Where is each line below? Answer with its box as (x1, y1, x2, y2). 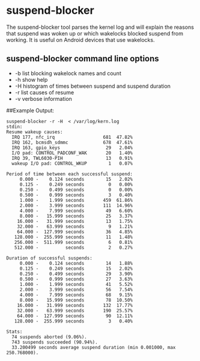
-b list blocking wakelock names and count (14, 70, 121, 77)
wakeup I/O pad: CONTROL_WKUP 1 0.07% (11, 160, 133, 166)
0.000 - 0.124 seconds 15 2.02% (19, 176, 133, 182)
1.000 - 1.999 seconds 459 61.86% (19, 197, 133, 203)
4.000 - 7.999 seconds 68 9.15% (19, 292, 133, 298)
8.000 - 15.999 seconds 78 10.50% (19, 297, 133, 303)
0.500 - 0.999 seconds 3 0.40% (19, 192, 133, 198)
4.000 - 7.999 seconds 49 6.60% (19, 208, 133, 214)
